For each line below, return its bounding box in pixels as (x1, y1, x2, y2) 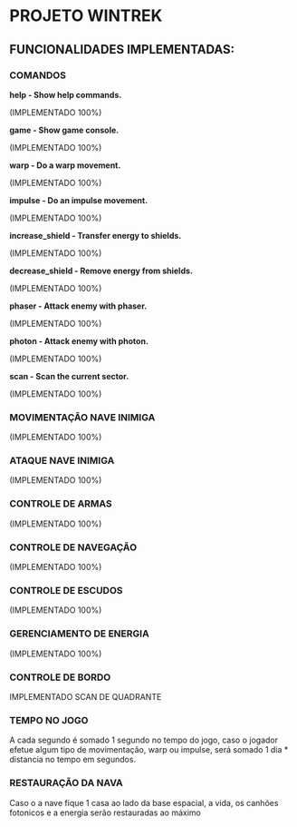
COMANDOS (9, 69, 66, 82)
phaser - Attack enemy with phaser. (9, 300, 148, 311)
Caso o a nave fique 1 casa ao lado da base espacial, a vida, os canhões (9, 797, 279, 808)
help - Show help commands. (9, 89, 122, 100)
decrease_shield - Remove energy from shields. (9, 265, 193, 276)
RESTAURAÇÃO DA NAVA (9, 777, 124, 790)
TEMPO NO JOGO (9, 714, 89, 726)
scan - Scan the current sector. (9, 370, 129, 381)
